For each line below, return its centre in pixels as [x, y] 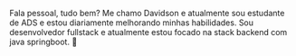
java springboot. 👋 [43, 42]
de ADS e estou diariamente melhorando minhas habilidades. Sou [132, 23]
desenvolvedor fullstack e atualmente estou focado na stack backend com [148, 32]
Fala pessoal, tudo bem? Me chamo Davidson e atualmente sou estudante [147, 13]
